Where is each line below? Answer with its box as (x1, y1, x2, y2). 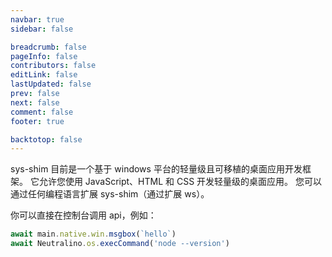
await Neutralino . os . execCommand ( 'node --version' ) (10, 239, 230, 249)
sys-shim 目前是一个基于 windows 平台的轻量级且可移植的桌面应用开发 (10, 163, 303, 175)
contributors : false (10, 61, 97, 71)
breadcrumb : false (10, 42, 87, 52)
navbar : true (10, 14, 65, 25)
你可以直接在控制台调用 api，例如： (10, 209, 157, 221)
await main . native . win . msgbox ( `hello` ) (10, 229, 177, 240)
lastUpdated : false (10, 79, 92, 90)
